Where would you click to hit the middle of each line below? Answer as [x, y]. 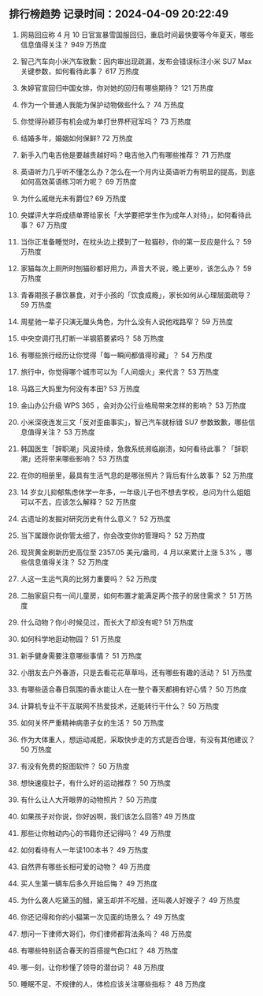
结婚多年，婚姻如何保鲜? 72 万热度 [76, 138]
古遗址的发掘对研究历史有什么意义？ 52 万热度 [96, 518]
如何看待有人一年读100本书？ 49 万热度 [84, 849]
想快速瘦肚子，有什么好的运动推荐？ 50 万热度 [96, 782]
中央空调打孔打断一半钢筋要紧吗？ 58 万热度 [92, 338]
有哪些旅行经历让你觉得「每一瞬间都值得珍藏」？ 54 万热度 [117, 355]
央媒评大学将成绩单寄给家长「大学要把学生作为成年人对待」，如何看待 [132, 214]
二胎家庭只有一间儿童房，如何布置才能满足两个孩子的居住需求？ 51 [128, 595]
